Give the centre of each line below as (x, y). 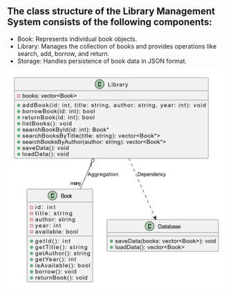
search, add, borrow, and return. (63, 53)
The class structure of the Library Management (111, 11)
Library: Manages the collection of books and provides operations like (117, 46)
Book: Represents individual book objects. (77, 39)
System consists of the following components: (110, 22)
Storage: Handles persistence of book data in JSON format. (102, 61)
